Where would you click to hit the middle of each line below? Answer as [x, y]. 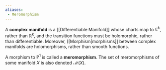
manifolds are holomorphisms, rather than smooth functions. [67, 46]
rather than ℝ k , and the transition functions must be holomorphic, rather [79, 35]
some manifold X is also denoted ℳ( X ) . [45, 63]
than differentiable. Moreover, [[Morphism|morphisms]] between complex [81, 41]
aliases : [14, 10]
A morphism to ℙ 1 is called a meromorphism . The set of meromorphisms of [83, 57]
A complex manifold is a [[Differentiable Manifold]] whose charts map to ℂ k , [83, 29]
